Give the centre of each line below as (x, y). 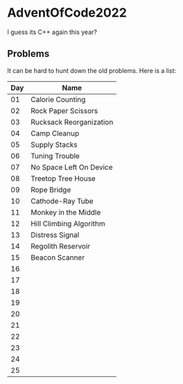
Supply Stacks (54, 144)
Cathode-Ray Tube (62, 201)
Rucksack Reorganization (72, 122)
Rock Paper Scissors (64, 110)
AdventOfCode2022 (67, 13)
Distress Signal (55, 235)
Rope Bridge (51, 190)
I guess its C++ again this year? (52, 32)
